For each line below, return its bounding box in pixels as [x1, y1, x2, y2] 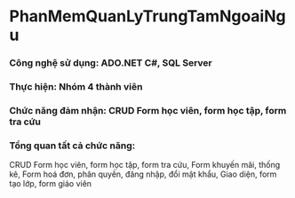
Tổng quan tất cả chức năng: [9, 139, 136, 152]
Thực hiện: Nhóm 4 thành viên [9, 81, 143, 93]
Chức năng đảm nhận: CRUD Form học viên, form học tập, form [9, 104, 287, 116]
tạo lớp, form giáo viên [9, 178, 92, 189]
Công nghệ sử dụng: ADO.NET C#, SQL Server [9, 57, 213, 69]
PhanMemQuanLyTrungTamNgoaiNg [9, 6, 286, 27]
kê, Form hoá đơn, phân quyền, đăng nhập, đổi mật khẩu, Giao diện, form [9, 169, 277, 179]
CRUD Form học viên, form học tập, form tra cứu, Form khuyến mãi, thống [9, 160, 281, 170]
